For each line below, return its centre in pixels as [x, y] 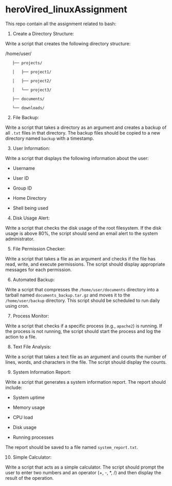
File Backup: [26, 117]
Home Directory [30, 198]
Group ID [22, 188]
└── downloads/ [28, 108]
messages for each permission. [39, 269]
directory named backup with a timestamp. [50, 138]
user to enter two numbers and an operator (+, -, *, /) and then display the [83, 472]
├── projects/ [27, 63]
